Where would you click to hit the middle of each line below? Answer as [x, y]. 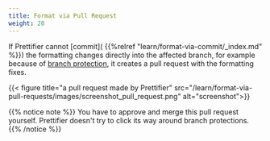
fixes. [17, 72]
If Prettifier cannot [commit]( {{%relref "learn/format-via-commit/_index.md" [135, 46]
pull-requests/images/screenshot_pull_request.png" [95, 96]
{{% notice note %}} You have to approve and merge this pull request [124, 112]
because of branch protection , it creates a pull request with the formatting [131, 63]
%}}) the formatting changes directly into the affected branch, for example [132, 55]
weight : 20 [27, 23]
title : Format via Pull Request [62, 16]
